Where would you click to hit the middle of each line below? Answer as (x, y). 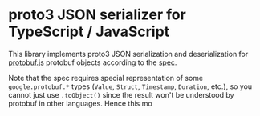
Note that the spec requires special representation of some (106, 78)
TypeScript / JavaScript (89, 32)
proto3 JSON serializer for (97, 15)
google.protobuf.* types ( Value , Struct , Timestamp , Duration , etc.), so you (130, 86)
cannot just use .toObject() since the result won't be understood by (121, 94)
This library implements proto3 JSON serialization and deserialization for (128, 54)
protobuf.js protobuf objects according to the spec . (93, 62)
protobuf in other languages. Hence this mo (80, 103)
